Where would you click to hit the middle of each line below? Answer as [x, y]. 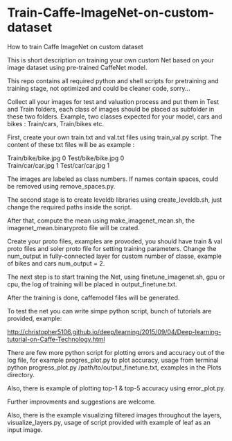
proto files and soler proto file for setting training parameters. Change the [112, 248]
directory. [21, 374]
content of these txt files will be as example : [71, 144]
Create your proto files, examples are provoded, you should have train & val [115, 241]
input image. [25, 430]
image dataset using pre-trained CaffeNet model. [77, 67]
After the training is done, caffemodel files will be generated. [93, 297]
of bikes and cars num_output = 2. [56, 263]
